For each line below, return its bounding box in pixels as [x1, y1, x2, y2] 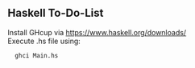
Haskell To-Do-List [7, 6, 104, 20]
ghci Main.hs [15, 51, 59, 59]
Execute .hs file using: [7, 36, 81, 46]
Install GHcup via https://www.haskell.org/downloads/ [7, 27, 187, 37]
